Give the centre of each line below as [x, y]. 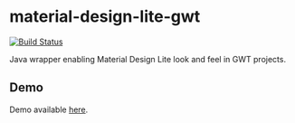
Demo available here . [49, 109]
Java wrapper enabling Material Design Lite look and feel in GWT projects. [148, 59]
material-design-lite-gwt [105, 17]
